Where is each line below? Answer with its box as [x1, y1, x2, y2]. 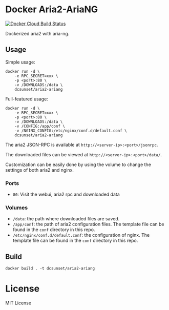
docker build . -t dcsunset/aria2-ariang [5, 266, 95, 271]
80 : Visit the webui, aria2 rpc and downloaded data [12, 191, 120, 198]
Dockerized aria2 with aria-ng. [5, 30, 70, 36]
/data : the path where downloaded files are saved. [12, 216, 120, 222]
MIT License [5, 300, 32, 306]
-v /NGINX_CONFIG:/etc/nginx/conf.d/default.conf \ [14, 128, 127, 133]
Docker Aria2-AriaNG [5, 4, 98, 15]
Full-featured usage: [5, 96, 49, 102]
